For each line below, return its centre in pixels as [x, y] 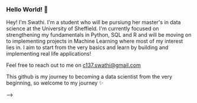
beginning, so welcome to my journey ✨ [55, 83]
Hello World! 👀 [27, 9]
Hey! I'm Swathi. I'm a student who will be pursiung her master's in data [93, 22]
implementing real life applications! [49, 54]
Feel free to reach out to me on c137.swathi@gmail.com [73, 65]
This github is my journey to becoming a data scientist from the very [89, 77]
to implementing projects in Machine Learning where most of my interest [95, 41]
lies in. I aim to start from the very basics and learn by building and [87, 47]
